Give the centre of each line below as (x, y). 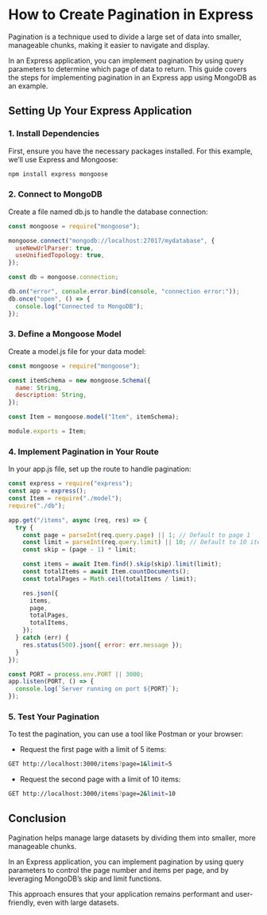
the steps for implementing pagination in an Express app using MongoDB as (132, 77)
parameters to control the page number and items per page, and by (118, 870)
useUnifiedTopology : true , (60, 255)
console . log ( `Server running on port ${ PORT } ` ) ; (97, 689)
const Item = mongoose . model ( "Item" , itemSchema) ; (94, 417)
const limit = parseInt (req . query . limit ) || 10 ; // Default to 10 (135, 543)
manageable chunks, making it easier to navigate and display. (109, 45)
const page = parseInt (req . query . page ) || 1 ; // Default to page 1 (136, 535)
